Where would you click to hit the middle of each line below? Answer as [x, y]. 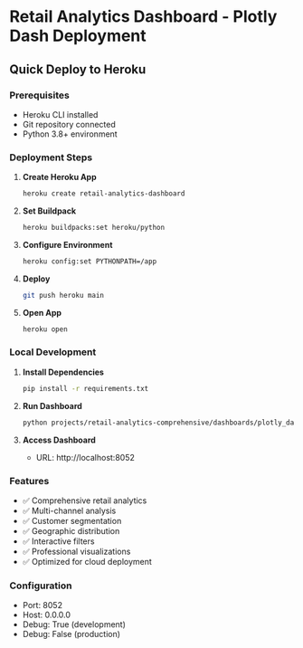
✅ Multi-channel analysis [69, 510]
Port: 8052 [43, 605]
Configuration [41, 586]
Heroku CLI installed [60, 114]
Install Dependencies [63, 372]
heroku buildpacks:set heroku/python [94, 228]
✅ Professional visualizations [76, 551]
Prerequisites [39, 95]
